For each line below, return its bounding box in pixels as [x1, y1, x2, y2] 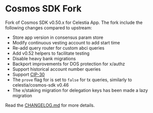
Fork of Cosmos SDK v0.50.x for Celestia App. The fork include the [5, 19, 143, 25]
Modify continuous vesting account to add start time [12, 39, 121, 45]
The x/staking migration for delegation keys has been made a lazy [12, 87, 148, 93]
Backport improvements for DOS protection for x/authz [12, 61, 126, 67]
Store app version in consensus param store [12, 34, 104, 40]
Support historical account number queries [12, 66, 101, 72]
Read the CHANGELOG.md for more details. [5, 102, 95, 108]
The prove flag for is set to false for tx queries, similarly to [12, 77, 132, 83]
